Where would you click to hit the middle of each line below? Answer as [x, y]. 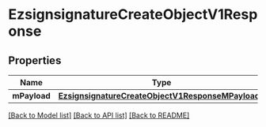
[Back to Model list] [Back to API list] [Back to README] [99, 115]
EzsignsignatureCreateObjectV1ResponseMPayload [159, 96]
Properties [35, 60]
